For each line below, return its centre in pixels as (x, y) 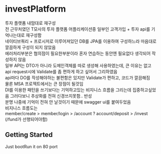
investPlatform (36, 9)
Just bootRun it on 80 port (31, 146)
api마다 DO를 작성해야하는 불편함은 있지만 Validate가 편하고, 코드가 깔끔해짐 (78, 77)
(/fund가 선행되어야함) (26, 119)
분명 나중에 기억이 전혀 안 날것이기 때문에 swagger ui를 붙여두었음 (68, 102)
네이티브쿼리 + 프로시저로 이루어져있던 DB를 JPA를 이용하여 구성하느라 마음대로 (81, 41)
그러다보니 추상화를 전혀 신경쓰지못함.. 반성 (51, 96)
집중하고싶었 (144, 90)
